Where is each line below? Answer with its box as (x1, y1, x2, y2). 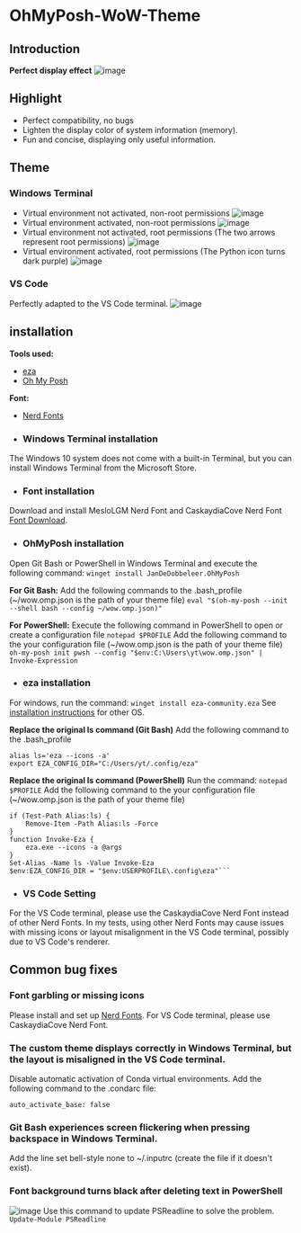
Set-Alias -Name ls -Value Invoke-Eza (9, 858, 155, 868)
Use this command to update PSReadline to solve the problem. (43, 1205, 275, 1216)
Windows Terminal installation (22, 433, 159, 445)
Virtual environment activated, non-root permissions (22, 217, 217, 228)
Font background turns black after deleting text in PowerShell (9, 1184, 283, 1197)
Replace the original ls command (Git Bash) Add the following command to (9, 724, 289, 735)
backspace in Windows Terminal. (9, 1132, 158, 1145)
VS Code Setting (22, 887, 96, 899)
